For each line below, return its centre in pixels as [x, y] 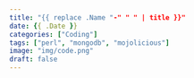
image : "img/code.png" [51, 51]
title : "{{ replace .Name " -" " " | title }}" [97, 17]
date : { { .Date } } [43, 26]
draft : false [34, 59]
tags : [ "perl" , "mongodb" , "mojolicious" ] [89, 43]
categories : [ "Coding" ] [54, 34]
